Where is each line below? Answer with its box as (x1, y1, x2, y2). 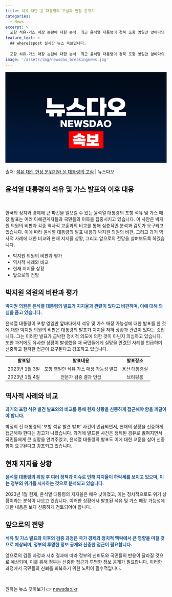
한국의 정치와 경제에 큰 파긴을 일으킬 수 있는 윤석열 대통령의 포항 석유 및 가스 (5, 209, 158, 215)
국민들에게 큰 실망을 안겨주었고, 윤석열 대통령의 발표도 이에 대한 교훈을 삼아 (5, 436, 156, 443)
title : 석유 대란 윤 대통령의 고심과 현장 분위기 (5, 8, 95, 13)
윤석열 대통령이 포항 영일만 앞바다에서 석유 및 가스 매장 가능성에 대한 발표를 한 (5, 320, 161, 326)
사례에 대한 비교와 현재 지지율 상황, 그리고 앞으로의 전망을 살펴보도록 (14, 235, 152, 241)
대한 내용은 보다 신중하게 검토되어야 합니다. (5, 504, 92, 510)
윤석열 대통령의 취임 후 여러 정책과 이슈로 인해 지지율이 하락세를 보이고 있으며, (5, 474, 159, 480)
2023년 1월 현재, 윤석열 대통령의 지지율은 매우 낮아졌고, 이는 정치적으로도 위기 (5, 491, 161, 497)
